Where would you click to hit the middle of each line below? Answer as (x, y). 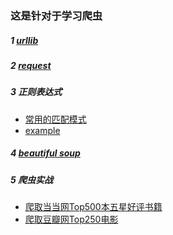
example (42, 130)
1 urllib (24, 40)
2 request (31, 65)
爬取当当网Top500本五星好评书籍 (93, 206)
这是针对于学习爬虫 (56, 15)
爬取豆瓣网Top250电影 (71, 219)
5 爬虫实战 (32, 179)
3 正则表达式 (36, 92)
